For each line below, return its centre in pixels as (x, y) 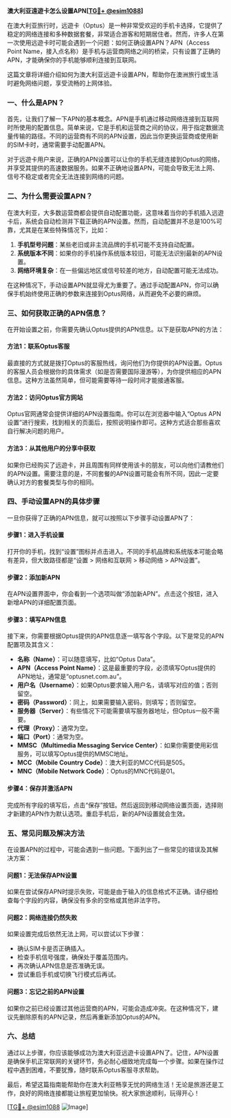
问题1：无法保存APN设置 (42, 875)
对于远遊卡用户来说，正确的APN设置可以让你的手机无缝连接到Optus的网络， (115, 159)
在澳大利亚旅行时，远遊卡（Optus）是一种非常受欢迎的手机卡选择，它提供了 (115, 25)
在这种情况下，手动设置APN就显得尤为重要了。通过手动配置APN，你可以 (110, 284)
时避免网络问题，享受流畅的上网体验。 (61, 83)
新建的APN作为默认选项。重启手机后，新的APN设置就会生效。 (101, 814)
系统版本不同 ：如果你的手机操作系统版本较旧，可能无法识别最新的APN (117, 253)
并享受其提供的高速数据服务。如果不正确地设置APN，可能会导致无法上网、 (113, 168)
